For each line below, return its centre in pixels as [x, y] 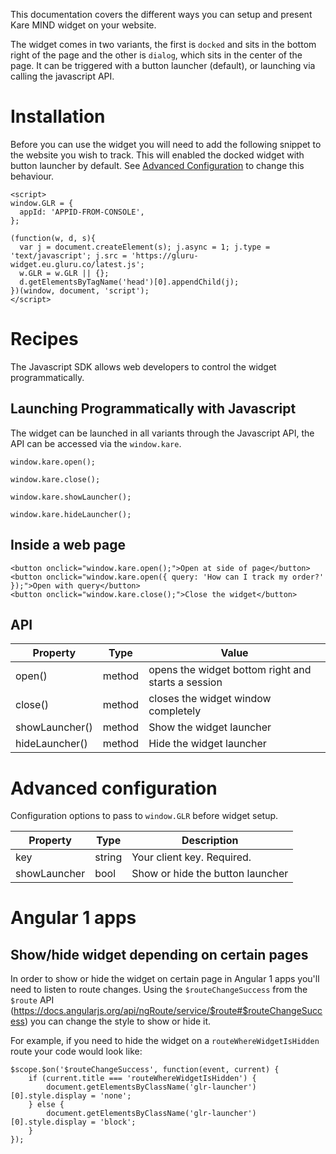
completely [175, 711]
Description [210, 841]
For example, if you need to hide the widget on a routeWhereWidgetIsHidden [165, 1041]
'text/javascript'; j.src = [69, 255]
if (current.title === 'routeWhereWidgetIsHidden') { [142, 1079]
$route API [32, 1000]
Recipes [44, 339]
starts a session [185, 682]
